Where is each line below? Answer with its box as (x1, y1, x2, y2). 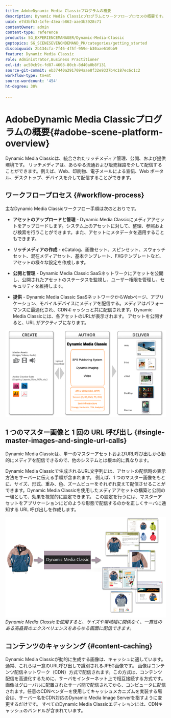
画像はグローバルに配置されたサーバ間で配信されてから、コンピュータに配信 (5, 682, 166, 688)
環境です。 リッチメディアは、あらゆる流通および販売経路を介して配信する (5, 161, 162, 167)
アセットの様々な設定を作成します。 (12, 259, 89, 265)
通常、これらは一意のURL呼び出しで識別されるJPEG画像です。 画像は (5, 662, 152, 668)
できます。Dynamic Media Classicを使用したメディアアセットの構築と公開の (5, 487, 166, 493)
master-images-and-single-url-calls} (5, 436, 127, 445)
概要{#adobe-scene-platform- (32, 126, 163, 138)
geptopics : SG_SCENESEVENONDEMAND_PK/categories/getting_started (5, 41, 147, 46)
